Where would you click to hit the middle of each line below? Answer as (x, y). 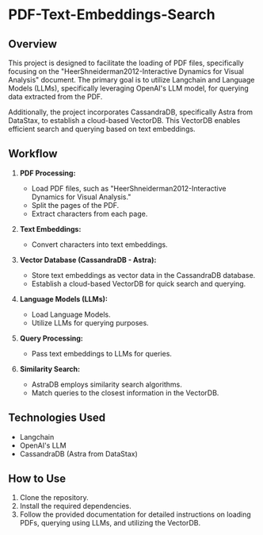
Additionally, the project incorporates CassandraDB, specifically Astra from (131, 112)
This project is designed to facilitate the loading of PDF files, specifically (126, 63)
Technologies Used (57, 418)
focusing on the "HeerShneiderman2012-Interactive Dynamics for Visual (126, 71)
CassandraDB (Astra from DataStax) (79, 453)
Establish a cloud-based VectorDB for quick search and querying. (139, 283)
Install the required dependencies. (76, 506)
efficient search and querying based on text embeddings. (102, 129)
